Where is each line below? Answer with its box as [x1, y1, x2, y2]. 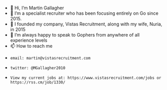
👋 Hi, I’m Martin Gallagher [10, 5, 64, 11]
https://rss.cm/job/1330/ [10, 80, 65, 85]
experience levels [10, 37, 47, 43]
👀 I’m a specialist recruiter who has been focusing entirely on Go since [10, 10, 159, 16]
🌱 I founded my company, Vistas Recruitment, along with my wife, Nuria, [10, 21, 162, 27]
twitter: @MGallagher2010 [10, 66, 65, 71]
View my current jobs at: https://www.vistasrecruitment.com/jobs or [10, 75, 162, 80]
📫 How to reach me [10, 43, 53, 49]
